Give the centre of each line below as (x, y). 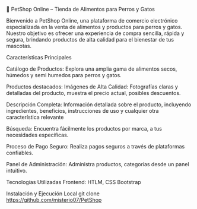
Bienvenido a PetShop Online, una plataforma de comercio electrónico (92, 20)
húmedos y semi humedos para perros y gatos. (64, 75)
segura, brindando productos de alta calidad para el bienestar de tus (90, 39)
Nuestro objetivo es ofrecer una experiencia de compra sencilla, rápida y (95, 33)
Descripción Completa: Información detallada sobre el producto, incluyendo (99, 104)
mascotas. (19, 46)
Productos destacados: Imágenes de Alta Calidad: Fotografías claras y (92, 87)
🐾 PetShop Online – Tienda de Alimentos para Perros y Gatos (81, 9)
